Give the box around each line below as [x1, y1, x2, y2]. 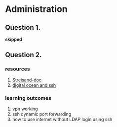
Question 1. [5, 23, 41, 32]
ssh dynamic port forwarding [12, 111, 72, 117]
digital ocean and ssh [12, 82, 56, 88]
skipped [5, 36, 22, 42]
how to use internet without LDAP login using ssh [12, 116, 113, 122]
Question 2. [5, 51, 42, 59]
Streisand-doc [12, 77, 42, 83]
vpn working [12, 106, 38, 112]
